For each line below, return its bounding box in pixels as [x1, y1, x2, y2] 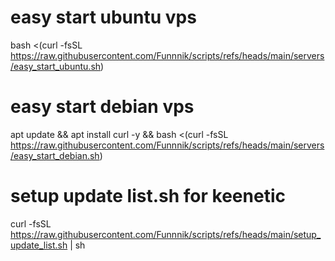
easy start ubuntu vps [10, 6, 197, 29]
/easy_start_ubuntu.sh [10, 60, 102, 72]
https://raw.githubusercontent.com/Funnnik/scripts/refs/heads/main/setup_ [10, 228, 322, 240]
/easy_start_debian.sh [10, 149, 100, 161]
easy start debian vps [10, 96, 195, 118]
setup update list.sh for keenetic [10, 185, 286, 208]
